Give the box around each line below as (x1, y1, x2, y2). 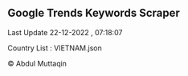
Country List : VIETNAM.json (7, 43, 102, 53)
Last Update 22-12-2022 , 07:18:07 (7, 27, 123, 37)
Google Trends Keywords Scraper (7, 6, 180, 20)
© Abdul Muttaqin (7, 58, 67, 68)
